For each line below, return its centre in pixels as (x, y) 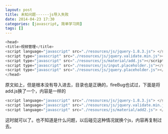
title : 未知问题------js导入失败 (37, 14)
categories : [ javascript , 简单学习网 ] (44, 24)
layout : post (19, 10)
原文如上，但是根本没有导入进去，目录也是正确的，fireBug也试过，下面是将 (83, 85)
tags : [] (14, 28)
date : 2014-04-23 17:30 (30, 19)
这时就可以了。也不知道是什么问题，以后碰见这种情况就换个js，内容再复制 (81, 120)
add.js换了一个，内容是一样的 (35, 91)
